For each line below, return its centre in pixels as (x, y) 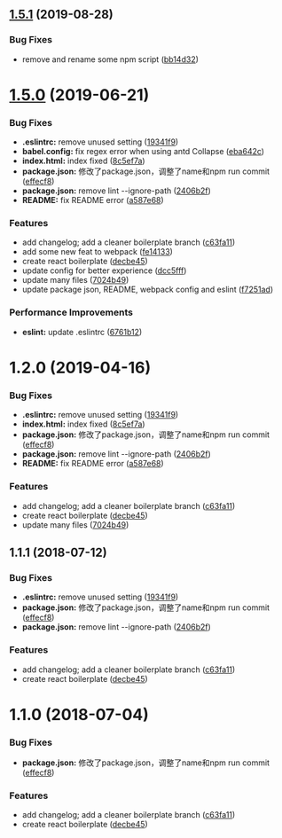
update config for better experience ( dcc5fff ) (104, 270)
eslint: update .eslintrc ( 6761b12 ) (82, 332)
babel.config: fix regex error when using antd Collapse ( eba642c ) (143, 152)
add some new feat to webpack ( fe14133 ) (97, 252)
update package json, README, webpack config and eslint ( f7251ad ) (148, 290)
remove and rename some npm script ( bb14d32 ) (110, 59)
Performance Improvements (71, 312)
